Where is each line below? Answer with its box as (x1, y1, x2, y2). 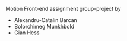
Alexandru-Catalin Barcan (14, 17, 78, 23)
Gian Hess (14, 29, 40, 36)
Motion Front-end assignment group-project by (5, 5, 121, 12)
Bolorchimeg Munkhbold (14, 23, 75, 30)
